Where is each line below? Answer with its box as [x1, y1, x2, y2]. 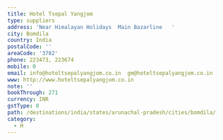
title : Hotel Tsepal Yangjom [7, 10, 93, 18]
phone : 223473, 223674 [7, 57, 74, 64]
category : [7, 115, 37, 122]
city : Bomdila [7, 30, 49, 37]
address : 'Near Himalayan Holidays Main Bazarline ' [7, 23, 175, 30]
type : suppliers [7, 17, 55, 24]
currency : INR [7, 96, 49, 103]
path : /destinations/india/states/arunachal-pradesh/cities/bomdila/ [7, 109, 217, 116]
